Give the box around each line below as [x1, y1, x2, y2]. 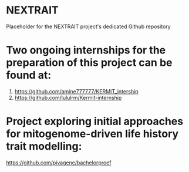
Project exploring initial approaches [6, 115, 184, 128]
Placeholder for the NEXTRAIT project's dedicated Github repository [6, 23, 171, 30]
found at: [6, 69, 52, 82]
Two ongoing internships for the [6, 43, 166, 57]
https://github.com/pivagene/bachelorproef [6, 159, 112, 166]
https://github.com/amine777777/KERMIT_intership [14, 87, 139, 95]
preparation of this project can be [6, 56, 173, 69]
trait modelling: [6, 140, 82, 153]
